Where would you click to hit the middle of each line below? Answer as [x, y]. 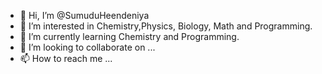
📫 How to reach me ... [66, 58]
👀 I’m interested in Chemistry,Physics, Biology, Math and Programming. [166, 26]
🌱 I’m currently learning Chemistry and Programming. [129, 36]
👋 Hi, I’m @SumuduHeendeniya [84, 15]
